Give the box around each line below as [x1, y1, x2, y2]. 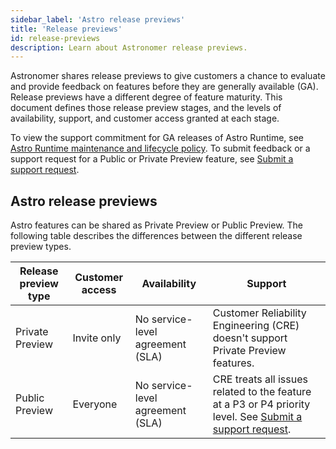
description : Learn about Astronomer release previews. [10, 42, 248, 53]
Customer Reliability [212, 306, 307, 320]
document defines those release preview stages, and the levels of [10, 102, 282, 114]
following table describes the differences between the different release [10, 230, 303, 242]
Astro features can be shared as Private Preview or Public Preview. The [10, 219, 304, 231]
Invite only [72, 331, 122, 345]
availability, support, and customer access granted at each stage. [10, 112, 280, 125]
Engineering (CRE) [212, 319, 300, 333]
